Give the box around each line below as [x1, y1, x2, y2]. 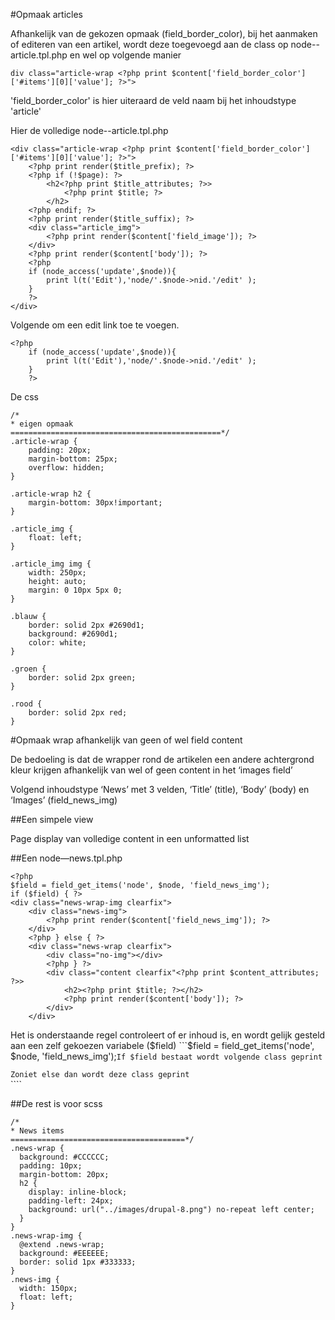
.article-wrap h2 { [10, 489, 92, 499]
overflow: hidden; [28, 463, 105, 473]
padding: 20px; [28, 445, 92, 455]
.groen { [10, 664, 47, 674]
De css [10, 391, 39, 403]
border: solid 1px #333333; [19, 1257, 137, 1267]
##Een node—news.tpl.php [10, 852, 123, 864]
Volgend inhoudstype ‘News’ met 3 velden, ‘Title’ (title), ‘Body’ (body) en [10, 784, 310, 795]
